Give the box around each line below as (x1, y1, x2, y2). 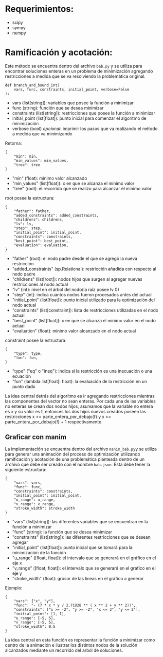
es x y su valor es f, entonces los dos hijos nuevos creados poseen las (5, 408, 146, 414)
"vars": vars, (14, 480, 42, 485)
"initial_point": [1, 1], (14, 611, 67, 616)
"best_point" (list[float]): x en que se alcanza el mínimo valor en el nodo (12, 317, 156, 323)
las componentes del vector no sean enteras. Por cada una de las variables (5, 398, 156, 404)
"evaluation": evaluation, (14, 242, 69, 248)
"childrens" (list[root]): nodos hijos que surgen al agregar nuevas (12, 276, 143, 282)
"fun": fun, (14, 355, 38, 360)
